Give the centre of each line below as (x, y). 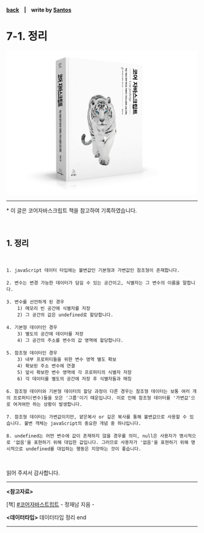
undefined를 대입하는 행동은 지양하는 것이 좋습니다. (83, 449)
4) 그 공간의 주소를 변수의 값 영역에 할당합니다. (70, 341)
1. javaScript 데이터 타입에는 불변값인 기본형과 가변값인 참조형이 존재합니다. (93, 270)
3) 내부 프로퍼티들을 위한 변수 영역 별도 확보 (67, 360)
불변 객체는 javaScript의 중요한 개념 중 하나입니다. (83, 424)
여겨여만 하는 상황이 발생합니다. (48, 404)
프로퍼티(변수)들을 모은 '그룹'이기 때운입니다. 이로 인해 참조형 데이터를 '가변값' (102, 398)
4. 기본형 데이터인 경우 (32, 328)
